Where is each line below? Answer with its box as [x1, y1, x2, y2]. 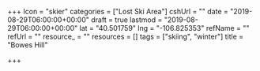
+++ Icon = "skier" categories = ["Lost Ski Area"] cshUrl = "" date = [7, 7, 228, 16]
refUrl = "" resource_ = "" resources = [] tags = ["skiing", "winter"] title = [7, 32, 244, 41]
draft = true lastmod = [91, 15, 163, 24]
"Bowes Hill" [7, 40, 48, 50]
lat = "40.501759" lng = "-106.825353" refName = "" [79, 24, 250, 32]
